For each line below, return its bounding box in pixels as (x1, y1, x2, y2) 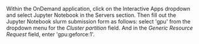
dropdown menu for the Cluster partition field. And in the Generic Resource (6, 24, 193, 31)
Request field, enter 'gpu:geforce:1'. (6, 31, 95, 38)
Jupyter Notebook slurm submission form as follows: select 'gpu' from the (6, 18, 191, 25)
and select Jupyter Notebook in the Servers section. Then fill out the (6, 11, 177, 19)
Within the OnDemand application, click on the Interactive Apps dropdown (6, 5, 191, 12)
